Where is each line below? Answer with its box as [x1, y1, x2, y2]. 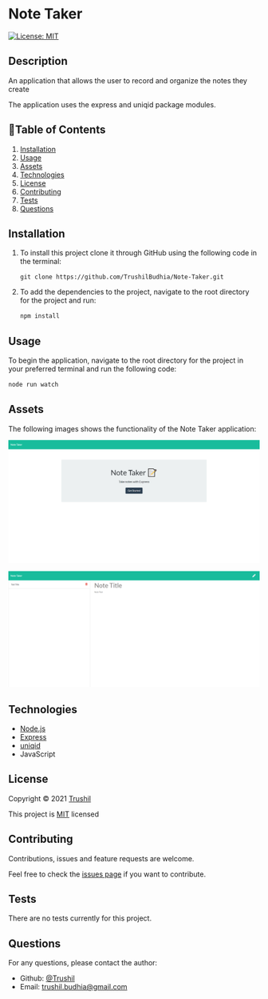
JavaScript [19, 749, 56, 759]
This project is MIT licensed [8, 809, 100, 819]
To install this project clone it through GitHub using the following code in [19, 248, 258, 258]
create [8, 84, 30, 94]
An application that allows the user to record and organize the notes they [8, 75, 247, 85]
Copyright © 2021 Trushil [8, 793, 92, 803]
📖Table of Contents [8, 123, 106, 137]
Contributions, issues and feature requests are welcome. [8, 853, 195, 863]
